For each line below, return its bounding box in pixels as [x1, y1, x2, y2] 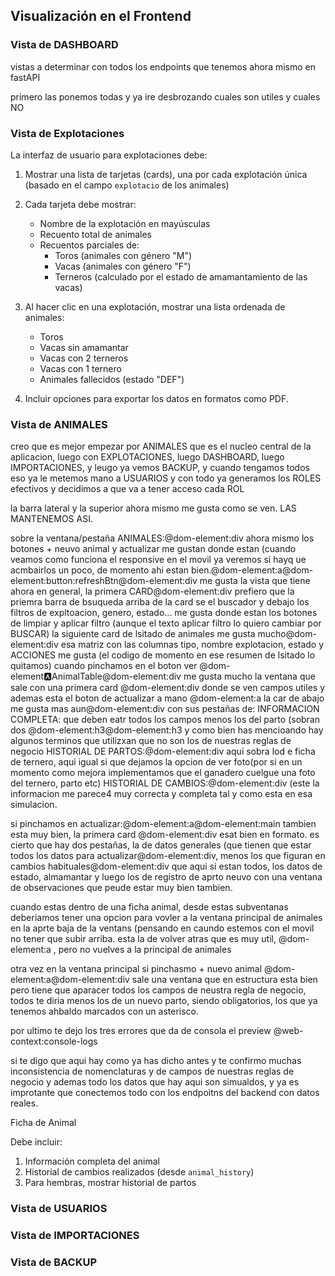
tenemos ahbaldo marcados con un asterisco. [10, 1005, 200, 1018]
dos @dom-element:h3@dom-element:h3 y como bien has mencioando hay [10, 724, 324, 736]
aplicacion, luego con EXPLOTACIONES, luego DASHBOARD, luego [10, 451, 285, 463]
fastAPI [10, 71, 41, 83]
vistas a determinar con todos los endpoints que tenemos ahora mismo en [10, 60, 317, 73]
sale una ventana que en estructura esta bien [131, 974, 318, 986]
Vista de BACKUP [10, 1255, 97, 1269]
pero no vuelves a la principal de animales [58, 944, 232, 956]
